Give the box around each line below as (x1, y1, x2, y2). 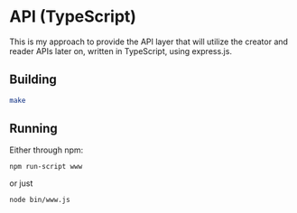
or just (9, 178, 33, 189)
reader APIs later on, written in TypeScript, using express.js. (9, 45, 233, 56)
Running (9, 121, 59, 136)
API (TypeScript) (9, 6, 137, 27)
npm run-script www (9, 162, 83, 171)
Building (9, 72, 57, 88)
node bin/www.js (9, 196, 70, 205)
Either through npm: (9, 144, 84, 155)
